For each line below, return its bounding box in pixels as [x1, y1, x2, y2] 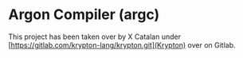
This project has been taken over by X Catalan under [8, 32, 182, 41]
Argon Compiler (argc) [8, 6, 160, 24]
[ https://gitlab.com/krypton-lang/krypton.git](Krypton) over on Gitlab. [8, 40, 237, 49]
